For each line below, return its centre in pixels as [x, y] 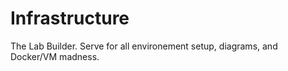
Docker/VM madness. [55, 56]
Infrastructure [70, 18]
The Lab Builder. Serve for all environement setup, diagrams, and [144, 46]
